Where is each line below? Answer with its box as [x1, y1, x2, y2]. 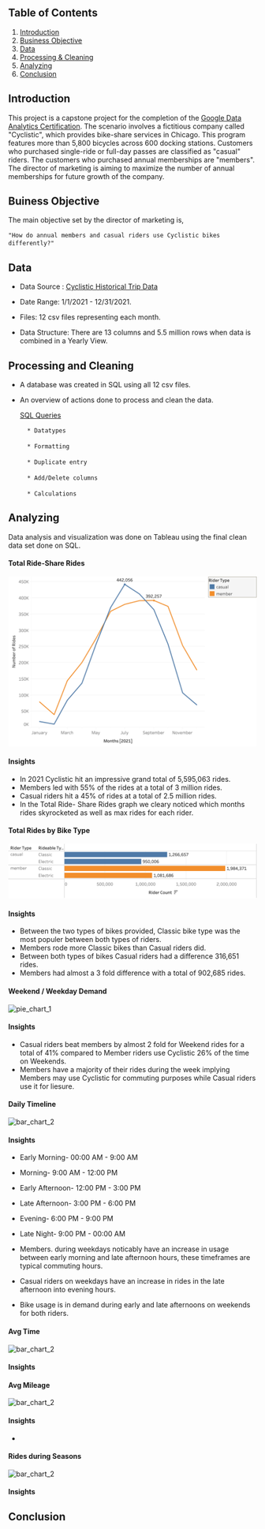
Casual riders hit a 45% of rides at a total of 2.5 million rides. [19, 791, 217, 800]
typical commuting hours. [19, 1262, 103, 1271]
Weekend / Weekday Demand [8, 986, 107, 996]
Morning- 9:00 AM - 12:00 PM [19, 1168, 118, 1178]
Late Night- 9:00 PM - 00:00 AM [19, 1229, 126, 1239]
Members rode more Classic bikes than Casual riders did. [19, 943, 207, 953]
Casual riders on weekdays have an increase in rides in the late [19, 1277, 225, 1286]
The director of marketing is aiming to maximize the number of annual [8, 163, 235, 173]
